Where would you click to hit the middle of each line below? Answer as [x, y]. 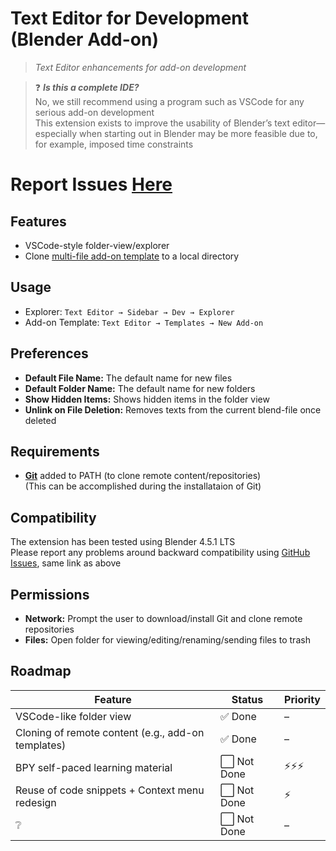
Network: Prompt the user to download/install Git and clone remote [163, 618]
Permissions [50, 594]
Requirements [55, 451]
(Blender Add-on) [84, 39]
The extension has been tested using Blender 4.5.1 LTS [123, 542]
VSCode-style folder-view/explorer [97, 245]
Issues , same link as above [66, 563]
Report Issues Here [91, 184]
